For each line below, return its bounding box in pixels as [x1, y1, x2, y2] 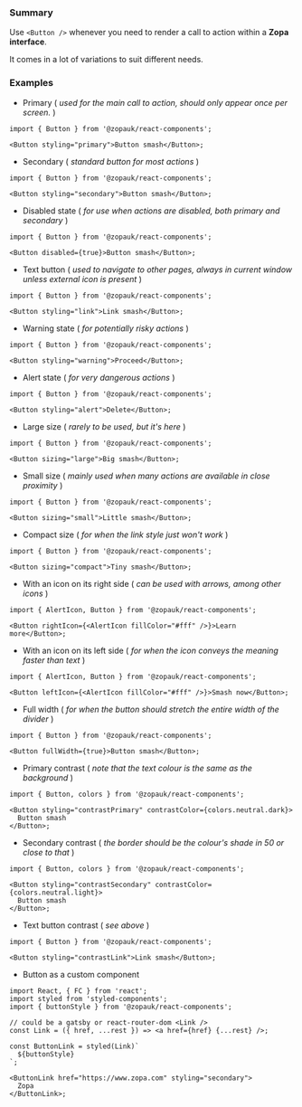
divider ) [22, 713, 54, 724]
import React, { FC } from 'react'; [9, 986, 147, 996]
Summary [9, 6, 54, 19]
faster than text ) [22, 654, 86, 666]
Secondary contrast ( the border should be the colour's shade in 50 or [22, 837, 285, 847]
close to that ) [22, 847, 75, 857]
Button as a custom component [22, 969, 140, 979]
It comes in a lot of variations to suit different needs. [9, 54, 203, 65]
